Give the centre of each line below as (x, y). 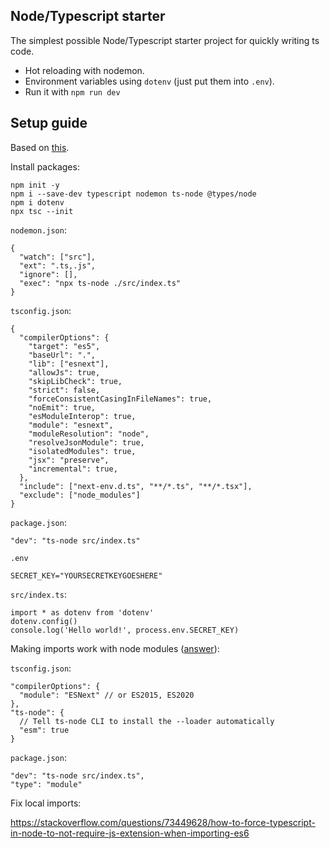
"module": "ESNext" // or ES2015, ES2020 (107, 695)
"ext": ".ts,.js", (58, 265)
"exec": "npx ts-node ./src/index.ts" (100, 283)
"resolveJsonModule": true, (86, 442)
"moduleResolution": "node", (89, 434)
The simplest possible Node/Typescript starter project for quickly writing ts (165, 40)
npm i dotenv (37, 202)
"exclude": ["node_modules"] (80, 495)
